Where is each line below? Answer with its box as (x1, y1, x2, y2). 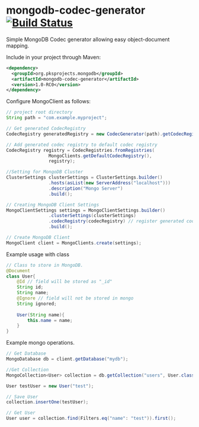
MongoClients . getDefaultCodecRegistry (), (48, 152, 152, 159)
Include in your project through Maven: (6, 53, 101, 60)
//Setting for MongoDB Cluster (6, 169, 84, 175)
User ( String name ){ (17, 312, 65, 318)
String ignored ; (17, 301, 57, 307)
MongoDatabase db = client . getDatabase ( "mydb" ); (6, 356, 129, 362)
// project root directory (6, 109, 73, 116)
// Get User (6, 410, 36, 416)
